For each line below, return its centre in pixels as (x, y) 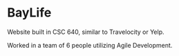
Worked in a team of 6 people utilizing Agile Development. (90, 45)
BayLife (29, 13)
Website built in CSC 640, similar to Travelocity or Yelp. (86, 32)
